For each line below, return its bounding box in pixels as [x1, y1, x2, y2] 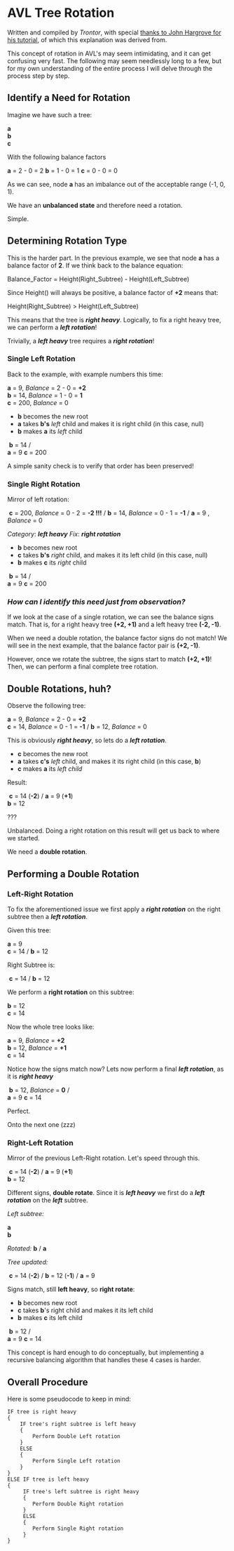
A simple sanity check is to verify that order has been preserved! [7, 461, 194, 470]
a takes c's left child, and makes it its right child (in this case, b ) [17, 757, 202, 766]
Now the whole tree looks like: [7, 1022, 95, 1031]
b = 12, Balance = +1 [7, 1043, 67, 1052]
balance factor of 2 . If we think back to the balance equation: [7, 261, 184, 270]
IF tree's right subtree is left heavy [20, 1420, 137, 1428]
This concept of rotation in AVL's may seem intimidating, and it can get [7, 49, 212, 58]
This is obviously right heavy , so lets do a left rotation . [7, 736, 167, 745]
